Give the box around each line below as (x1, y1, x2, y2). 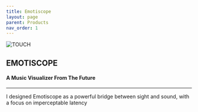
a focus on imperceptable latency (6, 99, 87, 106)
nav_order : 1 (6, 25, 38, 31)
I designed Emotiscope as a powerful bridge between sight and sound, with (6, 93, 190, 100)
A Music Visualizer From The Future (6, 74, 96, 82)
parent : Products (6, 19, 49, 25)
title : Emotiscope (6, 8, 51, 15)
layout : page (6, 14, 38, 20)
